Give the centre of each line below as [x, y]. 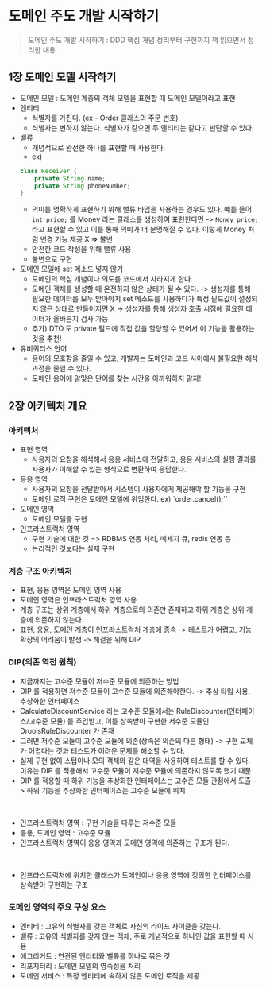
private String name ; [70, 178]
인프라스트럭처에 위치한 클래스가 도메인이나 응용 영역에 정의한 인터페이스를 [135, 874]
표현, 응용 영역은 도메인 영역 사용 [70, 590]
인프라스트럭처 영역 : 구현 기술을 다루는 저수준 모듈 [98, 823]
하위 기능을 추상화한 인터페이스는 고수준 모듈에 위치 [106, 790]
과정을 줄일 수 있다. [61, 368]
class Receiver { [48, 171]
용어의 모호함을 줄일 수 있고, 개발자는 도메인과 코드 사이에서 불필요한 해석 [145, 358]
